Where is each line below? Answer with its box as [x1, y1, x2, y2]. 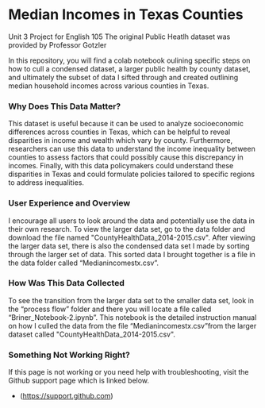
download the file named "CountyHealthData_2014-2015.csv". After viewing [8, 233, 255, 242]
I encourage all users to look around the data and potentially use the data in [8, 216, 255, 225]
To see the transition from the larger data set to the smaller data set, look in [8, 295, 255, 305]
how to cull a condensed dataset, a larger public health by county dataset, [8, 64, 251, 73]
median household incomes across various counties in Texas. [8, 81, 209, 90]
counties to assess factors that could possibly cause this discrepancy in [8, 152, 244, 162]
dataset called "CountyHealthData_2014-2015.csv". [8, 329, 176, 339]
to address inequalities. [8, 178, 85, 187]
